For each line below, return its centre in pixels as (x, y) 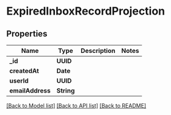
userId (19, 81)
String (66, 91)
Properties (27, 34)
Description (98, 51)
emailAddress (30, 91)
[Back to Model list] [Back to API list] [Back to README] (76, 106)
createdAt (24, 71)
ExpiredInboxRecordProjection (86, 11)
